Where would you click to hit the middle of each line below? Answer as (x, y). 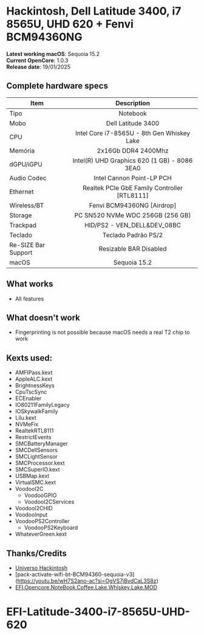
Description (133, 103)
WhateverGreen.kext (41, 534)
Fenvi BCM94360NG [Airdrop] (133, 205)
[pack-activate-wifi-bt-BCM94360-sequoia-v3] (75, 574)
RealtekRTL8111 (34, 431)
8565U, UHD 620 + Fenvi (70, 24)
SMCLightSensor (36, 457)
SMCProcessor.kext (40, 463)
